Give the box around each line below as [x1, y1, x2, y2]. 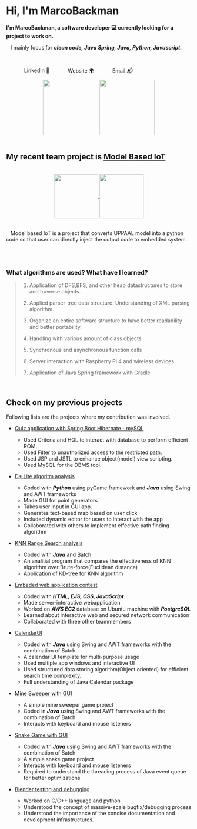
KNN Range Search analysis [14, 539, 83, 547]
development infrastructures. [23, 816, 94, 823]
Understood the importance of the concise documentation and [23, 810, 175, 817]
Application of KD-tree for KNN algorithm [23, 570, 123, 577]
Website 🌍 [67, 67, 94, 74]
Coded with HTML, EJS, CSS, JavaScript [23, 592, 124, 600]
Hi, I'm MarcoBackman [6, 4, 119, 18]
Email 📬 [112, 67, 133, 74]
